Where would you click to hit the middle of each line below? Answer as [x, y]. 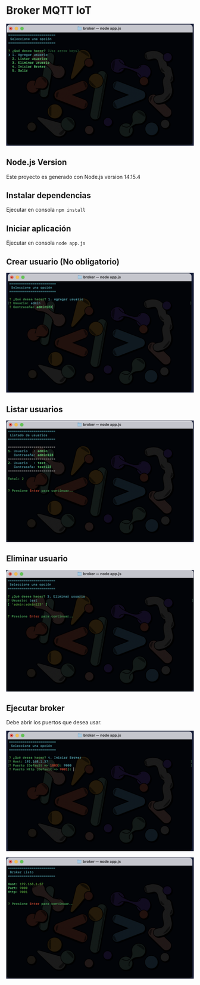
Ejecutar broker [35, 708]
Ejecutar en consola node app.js [46, 243]
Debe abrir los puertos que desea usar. [54, 722]
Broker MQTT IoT [49, 10]
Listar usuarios [35, 409]
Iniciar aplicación [39, 228]
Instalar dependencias [49, 195]
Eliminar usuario [37, 559]
